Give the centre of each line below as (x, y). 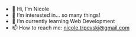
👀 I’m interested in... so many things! (56, 15)
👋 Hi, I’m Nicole (30, 9)
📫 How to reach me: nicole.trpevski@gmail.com (71, 28)
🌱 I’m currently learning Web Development (63, 21)
